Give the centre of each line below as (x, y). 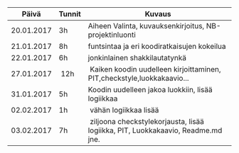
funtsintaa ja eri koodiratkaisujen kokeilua (157, 46)
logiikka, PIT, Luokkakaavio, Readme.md (155, 130)
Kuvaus (158, 14)
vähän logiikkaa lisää (124, 110)
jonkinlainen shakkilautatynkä (137, 58)
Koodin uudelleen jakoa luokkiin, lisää (150, 90)
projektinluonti (112, 35)
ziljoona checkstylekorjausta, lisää (147, 121)
